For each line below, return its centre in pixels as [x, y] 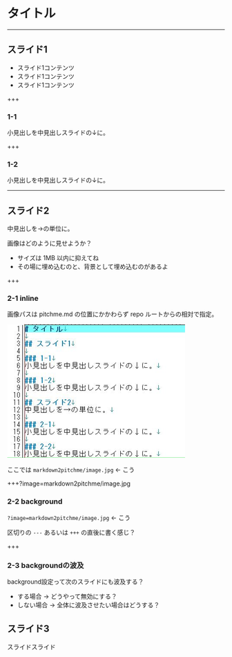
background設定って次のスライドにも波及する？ [76, 582]
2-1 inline [23, 299]
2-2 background [35, 501]
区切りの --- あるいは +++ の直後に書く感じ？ [71, 532]
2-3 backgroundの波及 [46, 565]
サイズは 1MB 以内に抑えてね [58, 258]
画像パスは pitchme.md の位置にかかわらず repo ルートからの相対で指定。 [113, 314]
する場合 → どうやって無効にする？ [67, 596]
